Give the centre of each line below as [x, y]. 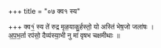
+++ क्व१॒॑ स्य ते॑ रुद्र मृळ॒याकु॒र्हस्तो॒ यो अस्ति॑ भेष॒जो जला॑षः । [81, 27]
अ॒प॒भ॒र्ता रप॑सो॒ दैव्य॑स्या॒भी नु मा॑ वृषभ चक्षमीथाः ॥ [64, 35]
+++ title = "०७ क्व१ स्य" [44, 11]
